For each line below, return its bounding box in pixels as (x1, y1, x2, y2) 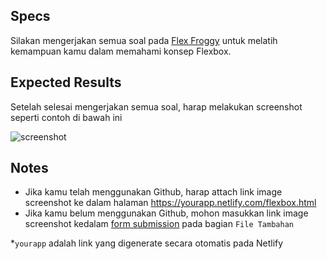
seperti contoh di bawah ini (10, 111, 123, 123)
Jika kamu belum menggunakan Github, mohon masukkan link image (24, 207, 309, 219)
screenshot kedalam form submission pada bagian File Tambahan (24, 218, 294, 230)
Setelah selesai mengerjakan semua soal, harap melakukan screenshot (10, 100, 303, 113)
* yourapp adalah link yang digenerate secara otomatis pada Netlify (10, 237, 284, 249)
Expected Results (10, 74, 122, 91)
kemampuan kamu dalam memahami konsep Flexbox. (10, 45, 232, 57)
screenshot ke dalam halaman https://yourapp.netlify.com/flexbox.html (24, 197, 317, 209)
